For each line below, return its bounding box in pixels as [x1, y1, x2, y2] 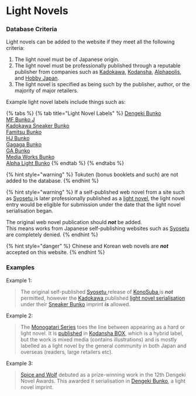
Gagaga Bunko [6, 141, 42, 148]
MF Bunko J [6, 116, 35, 123]
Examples [6, 263, 35, 272]
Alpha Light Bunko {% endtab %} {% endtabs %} [6, 160, 125, 167]
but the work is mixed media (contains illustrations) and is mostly [20, 336, 177, 343]
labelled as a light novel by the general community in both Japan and [20, 342, 187, 349]
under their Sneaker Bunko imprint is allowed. [20, 300, 130, 307]
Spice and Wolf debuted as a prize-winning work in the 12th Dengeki [20, 371, 186, 378]
